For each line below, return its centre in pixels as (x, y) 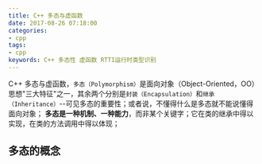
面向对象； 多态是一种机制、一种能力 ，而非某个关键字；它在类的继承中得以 (131, 113)
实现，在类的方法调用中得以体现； (64, 123)
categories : (28, 30)
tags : (17, 45)
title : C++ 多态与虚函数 (46, 16)
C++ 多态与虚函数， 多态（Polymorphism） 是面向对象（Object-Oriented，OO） (132, 84)
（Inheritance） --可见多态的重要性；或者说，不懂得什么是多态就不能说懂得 (131, 103)
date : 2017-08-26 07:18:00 (53, 23)
